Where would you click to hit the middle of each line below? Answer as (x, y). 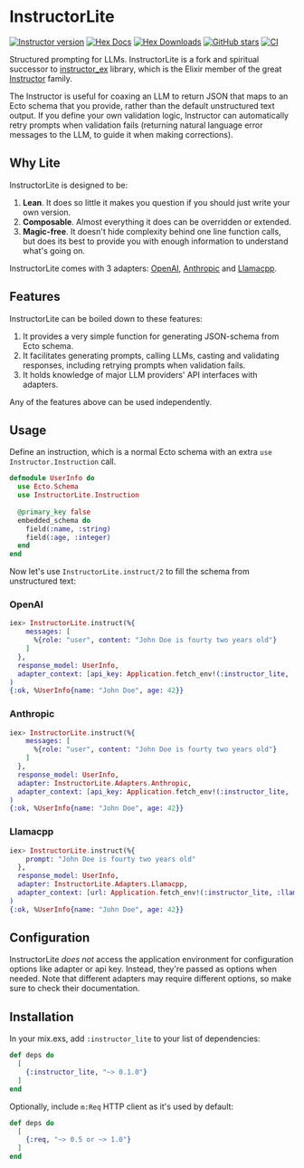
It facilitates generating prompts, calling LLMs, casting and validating (151, 355)
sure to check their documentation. (75, 989)
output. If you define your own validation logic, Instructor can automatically (149, 115)
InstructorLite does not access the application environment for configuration (152, 960)
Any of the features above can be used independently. (111, 401)
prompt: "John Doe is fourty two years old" (111, 859)
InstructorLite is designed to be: (69, 185)
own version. (47, 212)
